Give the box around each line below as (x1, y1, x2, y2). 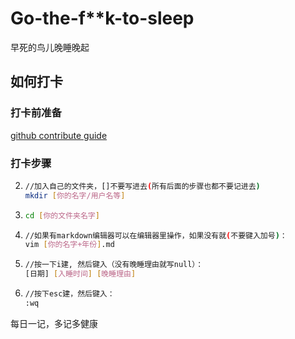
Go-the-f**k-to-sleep (10, 7, 195, 30)
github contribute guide (10, 129, 108, 141)
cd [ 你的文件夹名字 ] (24, 210, 100, 221)
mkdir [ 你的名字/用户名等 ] (24, 190, 126, 201)
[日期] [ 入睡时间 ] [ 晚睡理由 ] (24, 269, 137, 279)
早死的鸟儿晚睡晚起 (10, 41, 90, 53)
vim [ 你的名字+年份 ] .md (24, 240, 115, 250)
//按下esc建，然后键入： (24, 289, 115, 299)
